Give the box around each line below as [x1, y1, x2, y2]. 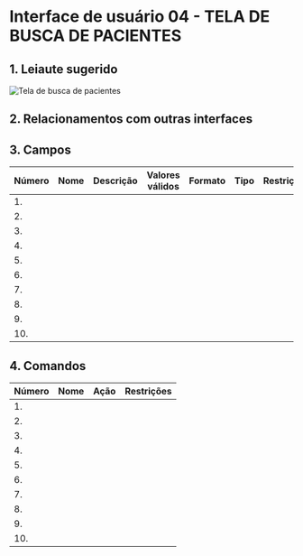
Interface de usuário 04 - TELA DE [9, 6, 271, 27]
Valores [146, 169, 180, 181]
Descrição [93, 174, 138, 187]
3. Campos [9, 142, 72, 157]
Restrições [124, 385, 172, 398]
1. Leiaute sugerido [9, 61, 118, 77]
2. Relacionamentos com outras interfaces [9, 111, 253, 127]
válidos [147, 181, 180, 193]
